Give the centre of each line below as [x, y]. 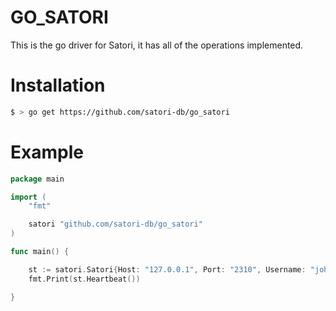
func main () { [40, 252]
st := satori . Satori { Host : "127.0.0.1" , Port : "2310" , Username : [167, 269]
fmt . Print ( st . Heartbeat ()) [84, 279]
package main [37, 179]
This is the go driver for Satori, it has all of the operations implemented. [157, 45]
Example [47, 152]
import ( [28, 197]
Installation [58, 85]
